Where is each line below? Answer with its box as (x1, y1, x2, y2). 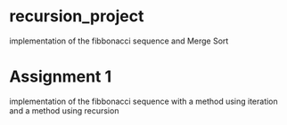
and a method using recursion (9, 105, 119, 116)
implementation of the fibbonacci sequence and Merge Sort (9, 35, 229, 46)
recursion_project (9, 6, 144, 27)
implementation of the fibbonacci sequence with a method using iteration (9, 96, 278, 106)
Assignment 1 (9, 66, 112, 87)
